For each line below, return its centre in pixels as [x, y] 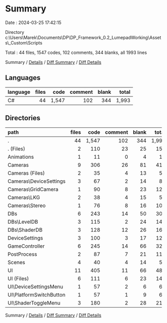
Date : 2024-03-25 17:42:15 [33, 22]
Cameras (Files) [26, 173]
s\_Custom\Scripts [24, 42]
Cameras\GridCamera [33, 189]
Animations [21, 157]
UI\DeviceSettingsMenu [36, 287]
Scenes [16, 262]
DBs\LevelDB [23, 222]
